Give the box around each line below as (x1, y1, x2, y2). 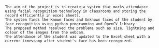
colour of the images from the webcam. (5, 30, 86, 35)
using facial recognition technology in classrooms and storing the (5, 9, 146, 14)
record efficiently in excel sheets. (5, 13, 81, 18)
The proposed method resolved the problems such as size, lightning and (5, 26, 155, 31)
